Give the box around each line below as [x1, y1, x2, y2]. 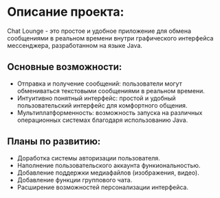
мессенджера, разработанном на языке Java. [7, 41, 143, 49]
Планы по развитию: [7, 136, 101, 147]
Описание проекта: [7, 4, 124, 20]
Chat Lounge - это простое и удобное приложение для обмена [7, 27, 191, 35]
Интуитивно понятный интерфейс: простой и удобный [16, 94, 177, 102]
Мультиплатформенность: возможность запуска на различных [16, 108, 203, 116]
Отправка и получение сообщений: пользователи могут [16, 79, 182, 88]
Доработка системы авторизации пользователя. [16, 153, 160, 162]
